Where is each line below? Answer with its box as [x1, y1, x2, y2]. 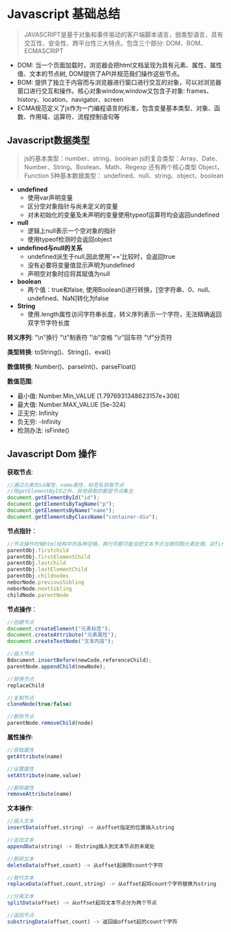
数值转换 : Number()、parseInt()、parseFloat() [7, 362, 136, 370]
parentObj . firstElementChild [7, 553, 91, 560]
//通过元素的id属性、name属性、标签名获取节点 [7, 481, 124, 489]
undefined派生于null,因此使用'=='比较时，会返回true [27, 252, 176, 260]
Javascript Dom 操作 [7, 448, 97, 460]
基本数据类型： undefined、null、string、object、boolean [60, 171, 224, 180]
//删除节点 [7, 713, 34, 720]
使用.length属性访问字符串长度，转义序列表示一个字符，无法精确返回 [27, 310, 222, 318]
